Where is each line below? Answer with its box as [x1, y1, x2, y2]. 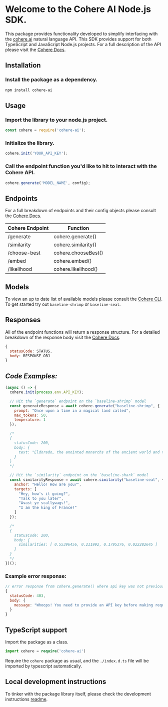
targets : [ [14, 486, 37, 491]
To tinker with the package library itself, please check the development [5, 690, 151, 696]
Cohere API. [5, 169, 35, 176]
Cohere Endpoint [7, 225, 49, 232]
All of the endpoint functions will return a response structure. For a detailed [5, 329, 160, 335]
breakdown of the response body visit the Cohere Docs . [5, 334, 121, 340]
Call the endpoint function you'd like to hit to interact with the [5, 163, 157, 170]
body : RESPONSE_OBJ [9, 353, 50, 358]
